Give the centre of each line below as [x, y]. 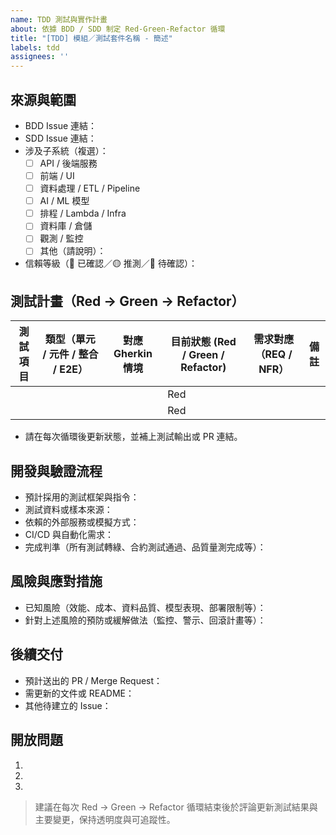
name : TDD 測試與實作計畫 [59, 19]
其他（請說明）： [73, 251]
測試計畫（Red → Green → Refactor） [127, 301]
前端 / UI [57, 175]
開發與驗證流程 [56, 471]
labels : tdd [35, 47]
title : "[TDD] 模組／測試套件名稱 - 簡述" [91, 38]
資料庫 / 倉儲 [66, 226]
